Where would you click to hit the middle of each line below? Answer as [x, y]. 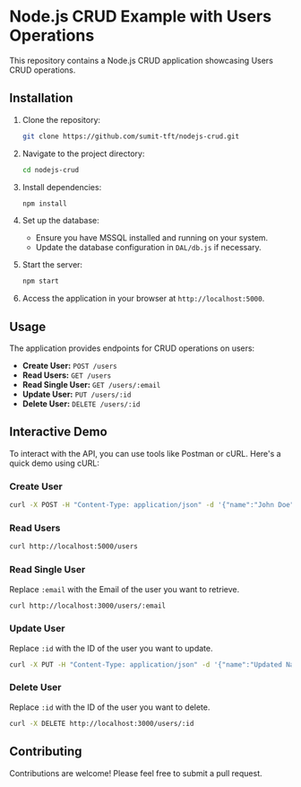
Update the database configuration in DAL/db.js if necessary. [148, 248]
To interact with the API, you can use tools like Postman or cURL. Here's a [145, 453]
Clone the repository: [61, 119]
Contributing [46, 752]
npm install [44, 204]
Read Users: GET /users [67, 375]
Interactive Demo [58, 432]
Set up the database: [61, 221]
